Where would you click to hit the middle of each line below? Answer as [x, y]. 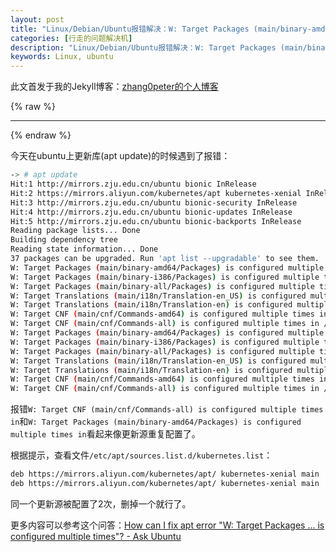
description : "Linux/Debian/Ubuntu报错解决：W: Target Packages [143, 47]
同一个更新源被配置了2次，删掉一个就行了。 [101, 503]
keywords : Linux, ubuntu [62, 57]
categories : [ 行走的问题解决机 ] [71, 38]
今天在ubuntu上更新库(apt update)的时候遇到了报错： [120, 156]
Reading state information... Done [84, 249]
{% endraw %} [41, 135]
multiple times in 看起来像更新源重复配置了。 [105, 434]
